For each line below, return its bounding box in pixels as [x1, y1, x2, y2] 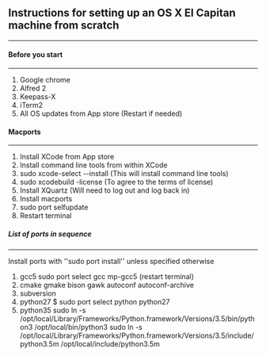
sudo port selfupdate [19, 202, 89, 212]
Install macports [19, 194, 73, 204]
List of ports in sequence [8, 229, 93, 239]
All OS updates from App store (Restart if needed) [19, 109, 183, 118]
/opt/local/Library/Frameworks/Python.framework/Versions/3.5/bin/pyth [19, 314, 255, 323]
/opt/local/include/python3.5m [60, 339, 160, 349]
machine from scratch [8, 19, 120, 33]
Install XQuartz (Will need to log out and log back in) [19, 186, 190, 195]
